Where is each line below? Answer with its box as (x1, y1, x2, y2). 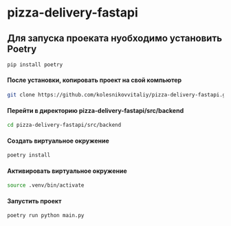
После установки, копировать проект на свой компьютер (7, 76, 182, 84)
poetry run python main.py (7, 212, 85, 219)
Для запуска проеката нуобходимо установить (7, 32, 222, 44)
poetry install (7, 152, 51, 159)
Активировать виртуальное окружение (7, 167, 127, 175)
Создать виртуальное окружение (7, 136, 110, 145)
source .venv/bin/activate (7, 182, 85, 189)
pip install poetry (7, 61, 63, 68)
